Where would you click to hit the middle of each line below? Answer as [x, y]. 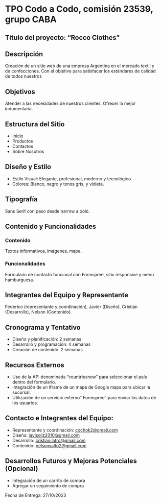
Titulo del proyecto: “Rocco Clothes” [62, 37]
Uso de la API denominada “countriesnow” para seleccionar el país [80, 377]
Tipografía [21, 199]
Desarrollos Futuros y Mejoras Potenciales [71, 461]
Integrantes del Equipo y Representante [67, 295]
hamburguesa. [20, 280]
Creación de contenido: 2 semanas [47, 350]
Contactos [23, 146]
